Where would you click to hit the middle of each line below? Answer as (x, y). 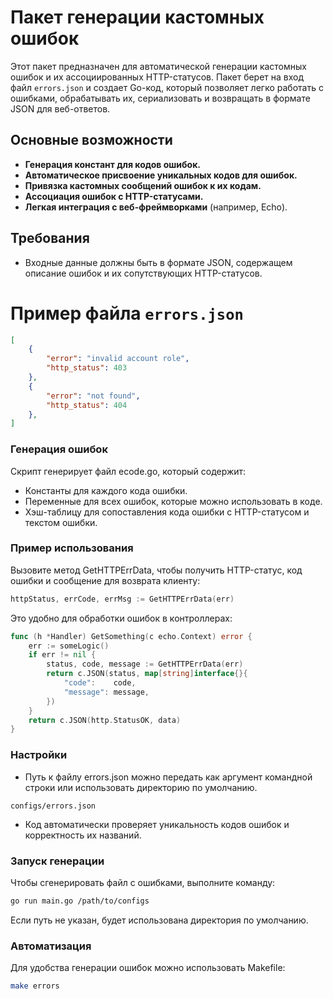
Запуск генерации (57, 861)
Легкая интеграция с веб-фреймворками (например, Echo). (156, 207)
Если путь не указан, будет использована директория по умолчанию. (159, 920)
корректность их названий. (83, 835)
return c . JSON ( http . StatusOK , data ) (105, 720)
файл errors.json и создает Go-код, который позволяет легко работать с (167, 87)
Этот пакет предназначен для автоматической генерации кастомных (158, 66)
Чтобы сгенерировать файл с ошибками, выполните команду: (143, 882)
